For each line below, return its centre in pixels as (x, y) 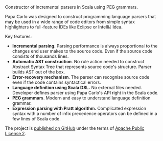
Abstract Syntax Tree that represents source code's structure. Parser (82, 67)
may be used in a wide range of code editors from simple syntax (70, 22)
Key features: (18, 36)
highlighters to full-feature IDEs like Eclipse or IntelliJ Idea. (64, 27)
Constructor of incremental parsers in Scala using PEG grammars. (71, 7)
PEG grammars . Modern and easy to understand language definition (81, 98)
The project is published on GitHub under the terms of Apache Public (75, 128)
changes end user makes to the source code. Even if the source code (82, 51)
